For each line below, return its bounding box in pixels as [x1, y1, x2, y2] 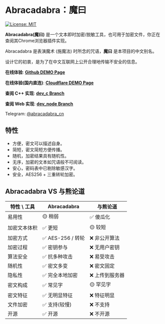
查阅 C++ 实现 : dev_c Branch [5, 90, 64, 96]
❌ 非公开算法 [89, 234, 120, 241]
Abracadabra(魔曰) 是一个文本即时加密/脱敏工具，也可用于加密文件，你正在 [5, 31, 161, 37]
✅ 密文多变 [42, 262, 68, 269]
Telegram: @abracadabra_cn [5, 110, 64, 116]
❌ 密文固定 [89, 262, 115, 269]
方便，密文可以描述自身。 [12, 140, 65, 146]
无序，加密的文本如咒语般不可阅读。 [12, 159, 87, 165]
